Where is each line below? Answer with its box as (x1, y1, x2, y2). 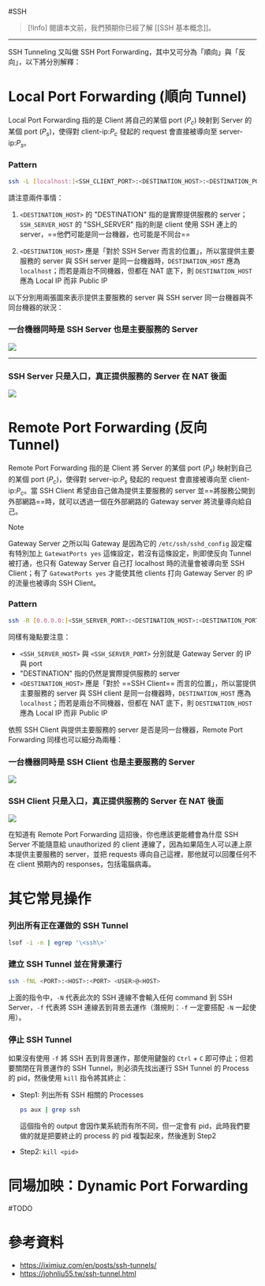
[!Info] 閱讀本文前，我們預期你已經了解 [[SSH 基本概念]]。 (27, 23, 215, 32)
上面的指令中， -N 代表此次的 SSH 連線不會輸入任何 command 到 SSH (8, 992, 233, 1002)
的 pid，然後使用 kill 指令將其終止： (8, 1073, 129, 1083)
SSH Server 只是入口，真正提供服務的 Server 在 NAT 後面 (8, 371, 227, 382)
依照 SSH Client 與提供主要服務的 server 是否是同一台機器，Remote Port (8, 725, 243, 734)
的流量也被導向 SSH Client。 (8, 579, 101, 588)
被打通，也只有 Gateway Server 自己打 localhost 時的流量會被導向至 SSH (8, 559, 245, 568)
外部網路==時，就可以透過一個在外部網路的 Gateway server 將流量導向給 (8, 497, 246, 507)
